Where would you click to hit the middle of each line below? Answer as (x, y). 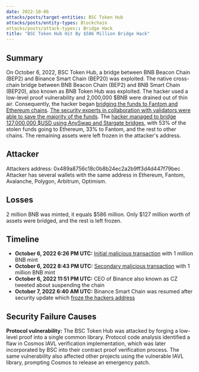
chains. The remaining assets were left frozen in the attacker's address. (94, 135)
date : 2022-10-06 (28, 12)
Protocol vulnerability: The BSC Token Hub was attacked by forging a (92, 331)
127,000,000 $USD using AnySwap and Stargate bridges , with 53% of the (96, 123)
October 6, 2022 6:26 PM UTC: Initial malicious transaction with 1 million (104, 254)
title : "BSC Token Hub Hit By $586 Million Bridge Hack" (78, 34)
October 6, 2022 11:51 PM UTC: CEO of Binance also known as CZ (96, 279)
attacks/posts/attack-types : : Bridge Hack (59, 28)
